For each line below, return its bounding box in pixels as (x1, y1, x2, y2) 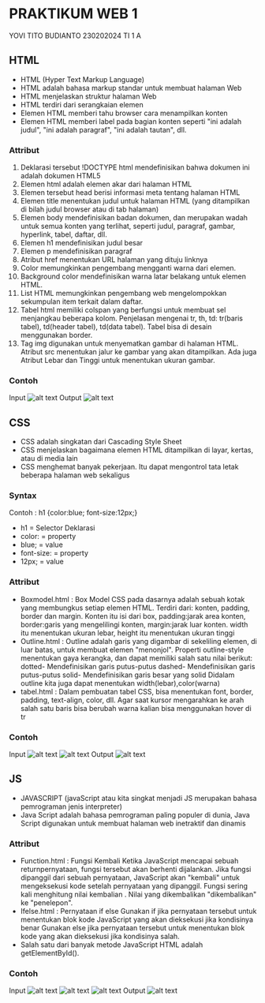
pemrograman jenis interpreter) (20, 802, 123, 811)
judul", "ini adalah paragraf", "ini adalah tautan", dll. (20, 125, 187, 134)
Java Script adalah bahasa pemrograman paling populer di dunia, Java (20, 810, 251, 819)
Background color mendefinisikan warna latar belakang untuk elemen (20, 271, 247, 281)
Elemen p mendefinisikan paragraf (20, 246, 132, 256)
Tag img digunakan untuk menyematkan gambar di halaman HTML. (20, 339, 239, 348)
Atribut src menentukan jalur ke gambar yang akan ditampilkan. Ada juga (20, 347, 257, 357)
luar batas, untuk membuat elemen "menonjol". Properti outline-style (20, 645, 244, 654)
